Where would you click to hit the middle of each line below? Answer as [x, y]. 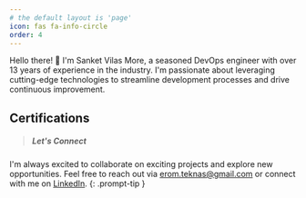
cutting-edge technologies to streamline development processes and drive [149, 80]
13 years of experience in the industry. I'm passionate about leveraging [143, 70]
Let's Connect [59, 141]
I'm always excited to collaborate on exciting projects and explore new [141, 163]
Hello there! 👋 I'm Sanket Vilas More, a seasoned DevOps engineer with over [153, 61]
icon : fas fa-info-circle [58, 26]
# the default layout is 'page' [71, 18]
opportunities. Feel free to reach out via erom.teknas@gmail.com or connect [153, 173]
